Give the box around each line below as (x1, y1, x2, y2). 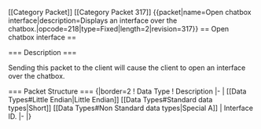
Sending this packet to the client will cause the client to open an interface (8, 63, 246, 72)
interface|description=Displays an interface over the (8, 16, 178, 25)
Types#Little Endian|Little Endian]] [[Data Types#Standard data (8, 95, 213, 104)
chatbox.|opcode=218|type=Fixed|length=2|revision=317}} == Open (8, 24, 230, 33)
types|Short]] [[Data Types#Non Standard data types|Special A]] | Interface (8, 103, 254, 112)
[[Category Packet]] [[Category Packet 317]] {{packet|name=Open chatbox (8, 8, 252, 17)
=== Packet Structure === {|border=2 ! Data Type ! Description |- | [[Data (8, 87, 247, 96)
